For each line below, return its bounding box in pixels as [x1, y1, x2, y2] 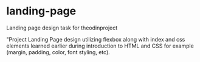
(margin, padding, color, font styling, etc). [6, 48, 111, 55]
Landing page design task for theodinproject [6, 24, 118, 31]
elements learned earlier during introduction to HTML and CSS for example [6, 42, 195, 49]
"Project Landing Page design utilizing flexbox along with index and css [6, 36, 185, 43]
